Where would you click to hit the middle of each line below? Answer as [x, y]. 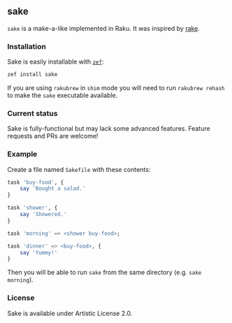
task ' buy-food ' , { [36, 182]
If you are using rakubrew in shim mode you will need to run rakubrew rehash [116, 87]
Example [22, 155]
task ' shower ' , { [32, 208]
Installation [27, 46]
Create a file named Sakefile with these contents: [79, 169]
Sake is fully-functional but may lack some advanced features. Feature [109, 129]
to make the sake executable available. [63, 95]
